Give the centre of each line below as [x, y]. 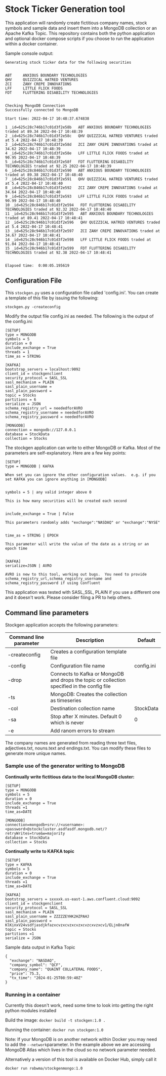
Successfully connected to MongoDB [42, 110]
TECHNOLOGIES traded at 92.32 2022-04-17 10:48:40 [58, 209]
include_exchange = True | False [40, 514]
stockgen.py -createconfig [33, 307]
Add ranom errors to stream [83, 731]
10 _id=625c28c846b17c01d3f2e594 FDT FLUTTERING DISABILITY [70, 205]
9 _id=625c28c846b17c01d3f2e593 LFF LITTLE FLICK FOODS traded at [77, 196]
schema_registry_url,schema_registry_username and [58, 579]
